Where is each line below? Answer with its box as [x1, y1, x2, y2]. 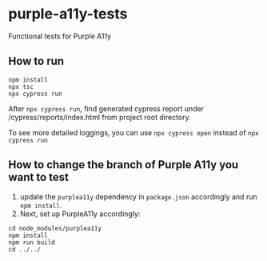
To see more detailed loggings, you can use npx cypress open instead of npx [8, 127, 259, 137]
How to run [8, 54, 65, 68]
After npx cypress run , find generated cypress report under [8, 103, 205, 113]
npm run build [8, 238, 56, 247]
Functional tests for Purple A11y [8, 31, 112, 41]
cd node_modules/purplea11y [8, 224, 102, 232]
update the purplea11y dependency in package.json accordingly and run [19, 191, 257, 201]
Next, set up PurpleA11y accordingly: [19, 209, 141, 219]
